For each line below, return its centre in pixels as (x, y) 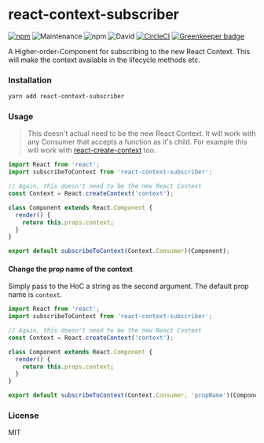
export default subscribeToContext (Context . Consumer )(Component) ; (119, 251)
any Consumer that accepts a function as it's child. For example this (137, 142)
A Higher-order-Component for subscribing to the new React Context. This (129, 51)
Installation (30, 80)
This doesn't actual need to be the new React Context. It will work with (141, 134)
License (24, 416)
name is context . (35, 295)
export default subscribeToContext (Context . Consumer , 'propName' (117, 395)
